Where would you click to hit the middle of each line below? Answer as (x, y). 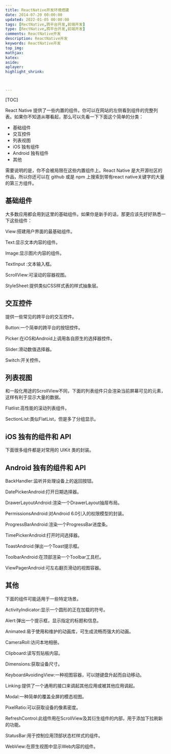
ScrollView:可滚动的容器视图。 (37, 275)
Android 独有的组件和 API (46, 467)
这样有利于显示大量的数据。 (34, 397)
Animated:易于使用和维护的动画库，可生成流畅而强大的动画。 (69, 631)
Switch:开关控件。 (24, 360)
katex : (12, 58)
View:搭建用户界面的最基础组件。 (40, 231)
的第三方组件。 (21, 183)
